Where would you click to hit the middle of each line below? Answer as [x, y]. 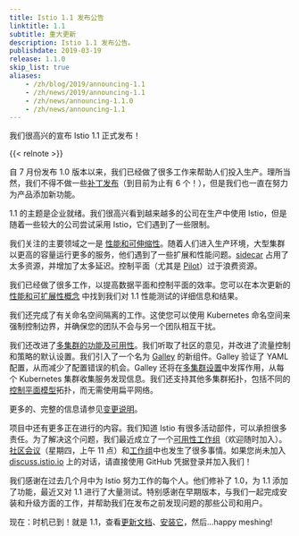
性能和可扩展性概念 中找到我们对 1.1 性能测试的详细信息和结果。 [126, 296]
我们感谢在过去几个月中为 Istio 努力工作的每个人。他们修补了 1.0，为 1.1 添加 [149, 481]
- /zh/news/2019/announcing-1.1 [85, 92]
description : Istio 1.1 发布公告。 [72, 43]
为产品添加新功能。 [45, 194]
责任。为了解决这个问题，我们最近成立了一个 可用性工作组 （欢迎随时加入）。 [148, 439]
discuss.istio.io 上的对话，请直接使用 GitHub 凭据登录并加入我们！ [131, 462]
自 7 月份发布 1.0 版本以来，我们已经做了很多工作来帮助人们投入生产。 [138, 172]
